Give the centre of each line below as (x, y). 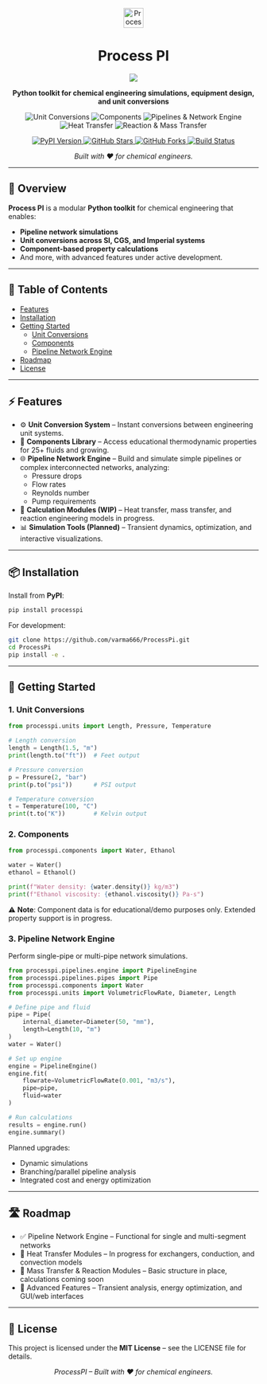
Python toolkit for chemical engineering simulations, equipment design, (133, 92)
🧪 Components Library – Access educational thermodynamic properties (138, 441)
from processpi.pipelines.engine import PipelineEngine (103, 971)
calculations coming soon (62, 1280)
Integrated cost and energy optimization (85, 1180)
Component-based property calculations (89, 249)
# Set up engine (35, 1059)
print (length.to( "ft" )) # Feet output (74, 755)
